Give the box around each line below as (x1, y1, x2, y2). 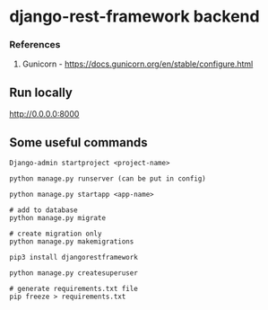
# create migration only (9, 229, 102, 239)
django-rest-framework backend (9, 6, 260, 27)
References (9, 39, 61, 51)
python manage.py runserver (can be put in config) (9, 174, 206, 183)
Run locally (9, 84, 73, 100)
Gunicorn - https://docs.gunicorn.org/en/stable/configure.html (22, 58, 254, 69)
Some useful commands (9, 135, 148, 150)
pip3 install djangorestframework (9, 253, 139, 262)
